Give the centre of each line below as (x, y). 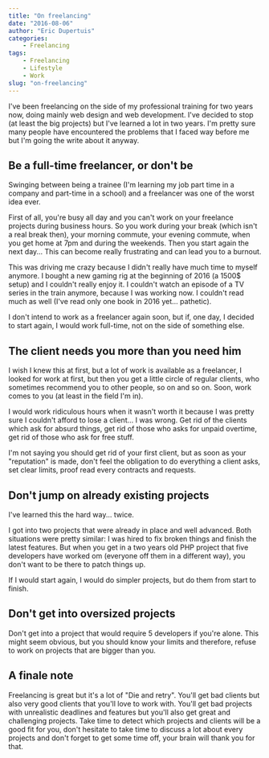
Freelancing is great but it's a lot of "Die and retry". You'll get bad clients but (134, 695)
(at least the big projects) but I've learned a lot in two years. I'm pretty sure (132, 123)
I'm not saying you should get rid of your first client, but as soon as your (127, 453)
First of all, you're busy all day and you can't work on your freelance (121, 217)
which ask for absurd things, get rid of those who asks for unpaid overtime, (133, 429)
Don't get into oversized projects (92, 614)
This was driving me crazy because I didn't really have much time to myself (133, 267)
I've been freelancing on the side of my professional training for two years (131, 106)
